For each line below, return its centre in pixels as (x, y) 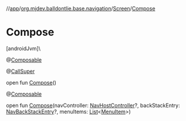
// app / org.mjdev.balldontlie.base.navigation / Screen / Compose (81, 9)
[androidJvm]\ (23, 48)
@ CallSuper (21, 71)
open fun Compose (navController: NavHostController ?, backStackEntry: (93, 105)
